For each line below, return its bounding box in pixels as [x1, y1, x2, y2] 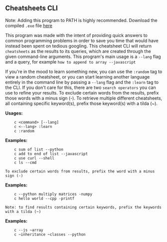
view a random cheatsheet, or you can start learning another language [5, 73, 150, 79]
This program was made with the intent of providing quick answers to [5, 32, 148, 38]
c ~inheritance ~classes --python [14, 232, 86, 237]
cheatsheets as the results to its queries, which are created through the [5, 48, 151, 54]
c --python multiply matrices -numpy [14, 191, 93, 196]
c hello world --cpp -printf [14, 196, 75, 201]
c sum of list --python [14, 147, 64, 152]
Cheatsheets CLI [5, 4, 58, 12]
